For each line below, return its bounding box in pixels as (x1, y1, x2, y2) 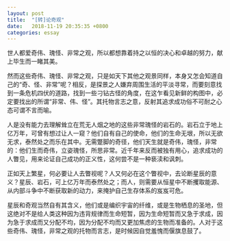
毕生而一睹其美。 (12, 58, 62, 66)
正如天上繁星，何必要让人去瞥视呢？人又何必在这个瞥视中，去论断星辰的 (7, 169, 211, 178)
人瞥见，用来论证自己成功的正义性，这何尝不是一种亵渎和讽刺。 (7, 155, 187, 163)
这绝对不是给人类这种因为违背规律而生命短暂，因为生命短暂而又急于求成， (7, 210, 217, 218)
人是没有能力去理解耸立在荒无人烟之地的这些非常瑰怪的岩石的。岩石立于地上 (7, 120, 223, 129)
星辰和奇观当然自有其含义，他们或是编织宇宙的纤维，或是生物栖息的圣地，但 (7, 201, 223, 210)
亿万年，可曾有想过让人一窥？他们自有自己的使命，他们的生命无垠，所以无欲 (7, 129, 223, 138)
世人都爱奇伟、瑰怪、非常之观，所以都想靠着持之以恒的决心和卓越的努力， (7, 49, 217, 57)
